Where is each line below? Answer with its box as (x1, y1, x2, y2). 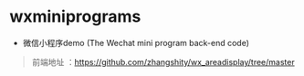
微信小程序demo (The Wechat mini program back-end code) (22, 37, 249, 48)
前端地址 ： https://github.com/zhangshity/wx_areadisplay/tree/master (31, 56, 295, 67)
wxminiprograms (9, 6, 142, 27)
